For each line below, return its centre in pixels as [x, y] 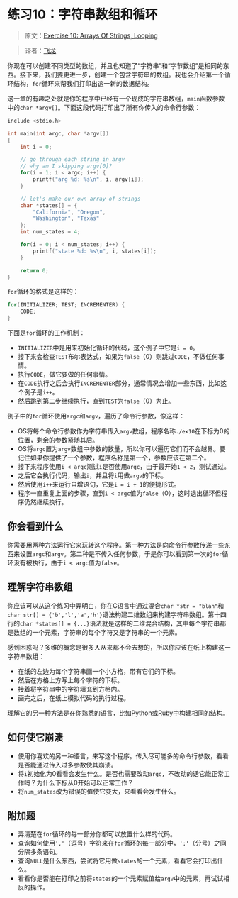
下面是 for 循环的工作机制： [46, 333]
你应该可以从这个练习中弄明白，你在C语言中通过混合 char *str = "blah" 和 [116, 605]
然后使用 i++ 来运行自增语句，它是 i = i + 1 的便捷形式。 [99, 484]
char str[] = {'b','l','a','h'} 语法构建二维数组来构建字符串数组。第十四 [117, 614]
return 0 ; [35, 270]
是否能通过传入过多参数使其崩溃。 [67, 765]
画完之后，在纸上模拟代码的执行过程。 [73, 698]
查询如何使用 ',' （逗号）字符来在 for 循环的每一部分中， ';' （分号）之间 [122, 843]
